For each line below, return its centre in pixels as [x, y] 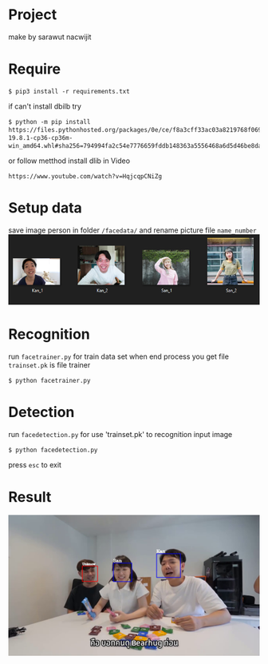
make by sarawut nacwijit [50, 37]
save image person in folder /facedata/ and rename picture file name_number [132, 230]
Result [30, 497]
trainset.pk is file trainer [49, 364]
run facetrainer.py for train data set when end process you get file [119, 356]
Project [33, 15]
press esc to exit [35, 464]
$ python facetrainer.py [49, 380]
